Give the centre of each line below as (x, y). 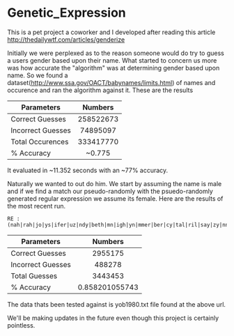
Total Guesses (34, 275)
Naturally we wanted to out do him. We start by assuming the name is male (115, 183)
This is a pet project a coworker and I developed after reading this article (111, 32)
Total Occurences (40, 142)
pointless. (21, 325)
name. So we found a (38, 75)
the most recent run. (37, 206)
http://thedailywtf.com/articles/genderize (66, 39)
